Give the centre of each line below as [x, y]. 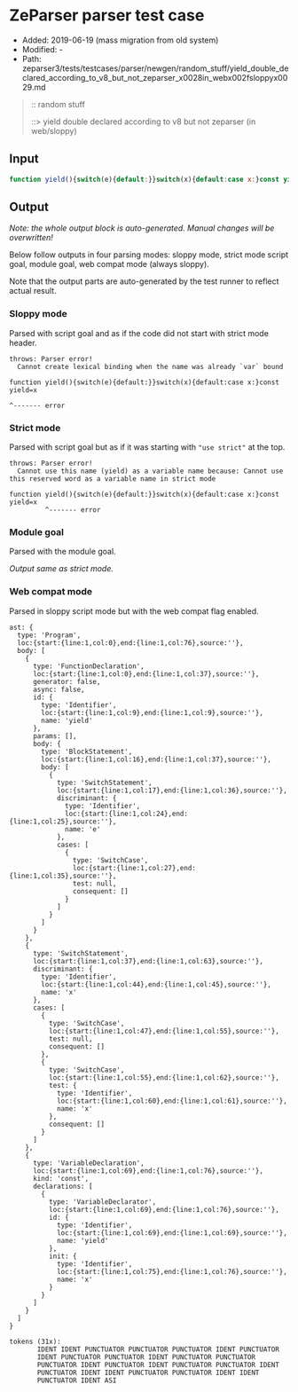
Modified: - [43, 49]
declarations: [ [63, 1186]
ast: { [21, 627]
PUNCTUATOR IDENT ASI [77, 1380]
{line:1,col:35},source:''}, [63, 876]
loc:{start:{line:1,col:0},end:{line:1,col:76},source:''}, [130, 643]
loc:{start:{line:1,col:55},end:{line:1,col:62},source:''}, [164, 1077]
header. [23, 342]
